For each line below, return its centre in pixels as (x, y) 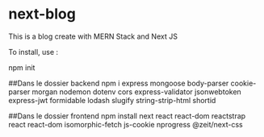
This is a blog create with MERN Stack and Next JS (93, 36)
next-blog (42, 14)
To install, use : (34, 52)
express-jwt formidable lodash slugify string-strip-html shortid (112, 100)
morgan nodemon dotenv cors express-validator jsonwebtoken (137, 91)
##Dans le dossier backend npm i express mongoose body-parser (119, 83)
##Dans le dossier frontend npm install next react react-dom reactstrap (127, 116)
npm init (22, 67)
